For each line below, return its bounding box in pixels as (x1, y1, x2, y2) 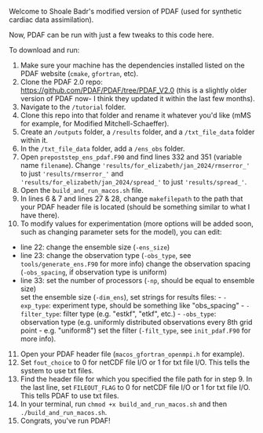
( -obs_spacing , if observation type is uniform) (20, 267, 167, 277)
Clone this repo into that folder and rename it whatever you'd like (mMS (20, 111, 252, 120)
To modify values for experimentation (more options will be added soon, (20, 219, 254, 228)
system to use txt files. (20, 366, 94, 375)
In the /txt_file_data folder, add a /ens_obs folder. (20, 144, 185, 153)
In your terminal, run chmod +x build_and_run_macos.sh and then (20, 399, 228, 409)
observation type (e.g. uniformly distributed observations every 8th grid (20, 318, 253, 326)
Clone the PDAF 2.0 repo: (20, 78, 103, 86)
